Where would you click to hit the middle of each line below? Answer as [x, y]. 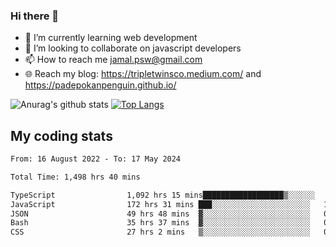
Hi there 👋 [35, 16]
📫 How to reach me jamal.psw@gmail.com [113, 60]
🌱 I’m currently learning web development [111, 38]
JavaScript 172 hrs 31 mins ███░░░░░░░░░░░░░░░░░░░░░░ [160, 204]
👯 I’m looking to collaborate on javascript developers [133, 48]
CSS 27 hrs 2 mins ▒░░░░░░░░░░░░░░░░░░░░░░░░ [160, 232]
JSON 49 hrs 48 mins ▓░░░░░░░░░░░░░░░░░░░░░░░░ [160, 214]
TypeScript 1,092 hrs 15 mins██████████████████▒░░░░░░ [162, 195]
